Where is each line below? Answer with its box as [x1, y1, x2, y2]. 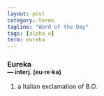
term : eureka [7, 36, 45, 43]
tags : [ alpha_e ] [7, 29, 54, 37]
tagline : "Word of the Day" [7, 23, 89, 30]
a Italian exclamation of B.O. [17, 82, 98, 91]
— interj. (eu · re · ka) [7, 68, 61, 76]
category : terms [7, 17, 54, 24]
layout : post [7, 10, 45, 18]
